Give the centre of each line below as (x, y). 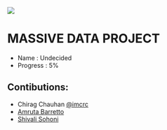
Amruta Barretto (41, 111)
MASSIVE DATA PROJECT (83, 39)
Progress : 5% (38, 65)
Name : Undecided (45, 58)
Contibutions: (38, 87)
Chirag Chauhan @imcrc (53, 104)
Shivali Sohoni (38, 119)
